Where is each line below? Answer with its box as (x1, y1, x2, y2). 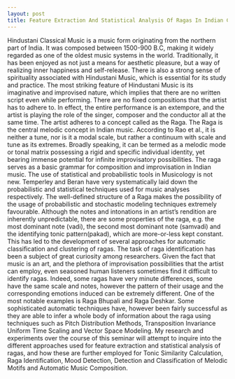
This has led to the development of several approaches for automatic (7, 237, 206, 245)
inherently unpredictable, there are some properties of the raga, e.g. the (7, 214, 215, 223)
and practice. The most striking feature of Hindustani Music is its (7, 81, 194, 89)
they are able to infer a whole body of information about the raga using (7, 311, 211, 319)
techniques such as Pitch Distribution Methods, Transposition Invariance (7, 319, 216, 327)
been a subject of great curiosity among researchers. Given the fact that (7, 251, 215, 260)
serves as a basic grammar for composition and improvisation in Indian (7, 163, 211, 171)
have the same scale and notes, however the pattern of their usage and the (7, 282, 224, 290)
